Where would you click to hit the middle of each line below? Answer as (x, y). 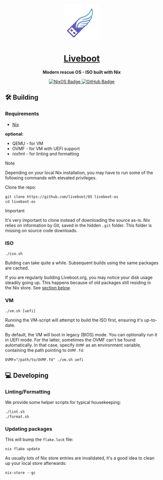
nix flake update (23, 449)
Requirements (22, 114)
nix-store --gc (20, 473)
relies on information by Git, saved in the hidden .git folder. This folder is (79, 225)
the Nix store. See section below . (38, 288)
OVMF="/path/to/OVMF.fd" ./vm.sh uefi (44, 360)
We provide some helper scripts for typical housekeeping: (63, 402)
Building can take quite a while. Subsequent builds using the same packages (82, 263)
